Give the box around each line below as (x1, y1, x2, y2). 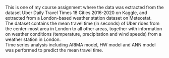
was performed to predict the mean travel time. (5, 47, 103, 53)
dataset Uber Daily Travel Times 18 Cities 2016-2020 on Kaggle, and (5, 10, 147, 16)
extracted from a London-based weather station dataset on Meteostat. (5, 15, 152, 21)
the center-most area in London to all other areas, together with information (5, 26, 162, 32)
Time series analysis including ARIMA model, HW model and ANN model (5, 42, 156, 47)
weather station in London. (5, 36, 61, 42)
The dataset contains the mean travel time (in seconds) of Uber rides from (5, 20, 160, 26)
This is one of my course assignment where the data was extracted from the (5, 5, 164, 10)
